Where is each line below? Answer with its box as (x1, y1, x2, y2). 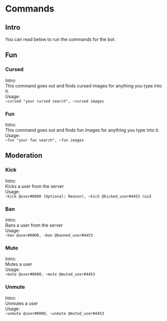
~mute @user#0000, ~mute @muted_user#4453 (5, 272, 95, 277)
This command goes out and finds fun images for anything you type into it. (5, 127, 159, 133)
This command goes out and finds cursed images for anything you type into (5, 82, 162, 88)
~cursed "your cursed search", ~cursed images (5, 98, 104, 103)
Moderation (5, 151, 43, 160)
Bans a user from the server (5, 222, 63, 228)
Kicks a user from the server (5, 183, 64, 189)
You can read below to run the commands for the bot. (5, 36, 116, 42)
